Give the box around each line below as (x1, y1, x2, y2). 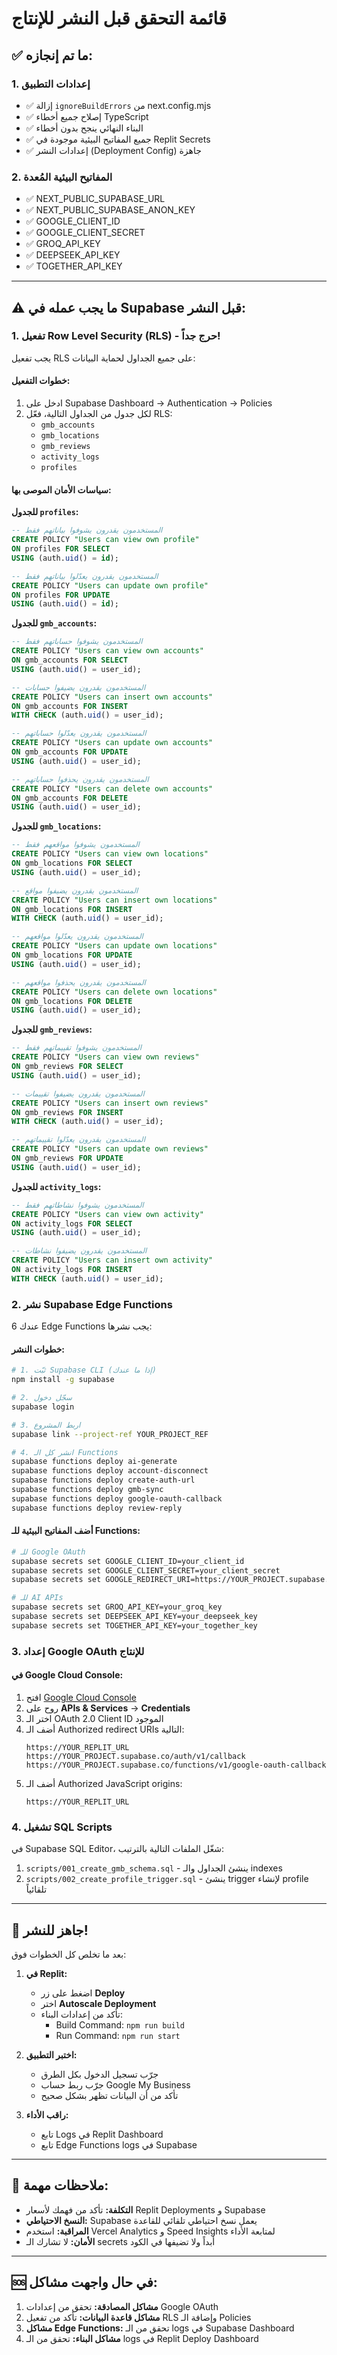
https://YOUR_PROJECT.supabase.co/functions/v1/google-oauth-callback (25, 1760, 327, 1770)
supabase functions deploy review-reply (11, 1503, 183, 1513)
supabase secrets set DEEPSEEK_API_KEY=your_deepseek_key (11, 1612, 258, 1622)
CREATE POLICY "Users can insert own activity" (11, 1255, 214, 1266)
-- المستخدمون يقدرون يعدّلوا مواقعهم (11, 932, 144, 942)
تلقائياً (25, 1883, 48, 1896)
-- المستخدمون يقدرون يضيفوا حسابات (11, 682, 146, 692)
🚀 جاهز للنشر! (11, 1922, 89, 1939)
